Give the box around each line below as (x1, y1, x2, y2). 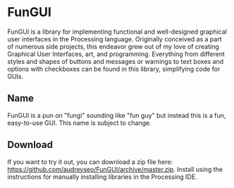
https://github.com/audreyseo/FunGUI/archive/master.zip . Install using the (7, 165, 223, 173)
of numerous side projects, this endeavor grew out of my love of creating (7, 42, 220, 51)
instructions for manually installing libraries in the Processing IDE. (7, 173, 197, 181)
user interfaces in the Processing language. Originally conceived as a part (7, 34, 222, 43)
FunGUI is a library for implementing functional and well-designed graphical (7, 27, 227, 36)
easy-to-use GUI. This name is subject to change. (7, 119, 152, 127)
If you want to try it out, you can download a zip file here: (7, 157, 173, 166)
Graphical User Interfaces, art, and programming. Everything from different (7, 50, 225, 58)
